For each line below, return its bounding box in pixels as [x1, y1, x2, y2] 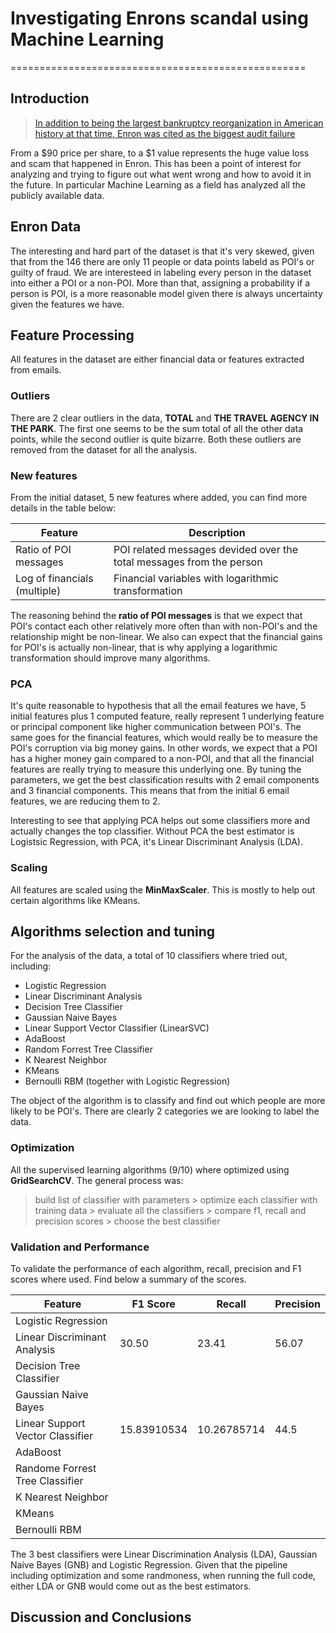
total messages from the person [113, 555, 263, 569]
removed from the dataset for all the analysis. [10, 443, 198, 456]
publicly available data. [10, 189, 105, 201]
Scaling [10, 861, 48, 875]
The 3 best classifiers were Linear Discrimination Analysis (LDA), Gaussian [10, 1548, 318, 1560]
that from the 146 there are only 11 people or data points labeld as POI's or [10, 255, 315, 267]
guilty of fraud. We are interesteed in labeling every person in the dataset [10, 266, 312, 278]
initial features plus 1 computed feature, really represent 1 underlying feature [10, 710, 325, 722]
